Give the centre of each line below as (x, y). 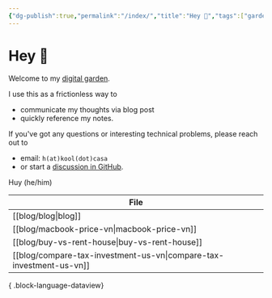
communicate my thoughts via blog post (87, 109)
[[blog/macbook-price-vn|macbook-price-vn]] (105, 229)
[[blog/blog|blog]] (47, 216)
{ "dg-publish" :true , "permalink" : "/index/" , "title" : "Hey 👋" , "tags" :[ (126, 16)
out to (18, 142)
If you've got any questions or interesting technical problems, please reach (133, 133)
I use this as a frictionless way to (63, 94)
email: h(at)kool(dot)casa (64, 157)
